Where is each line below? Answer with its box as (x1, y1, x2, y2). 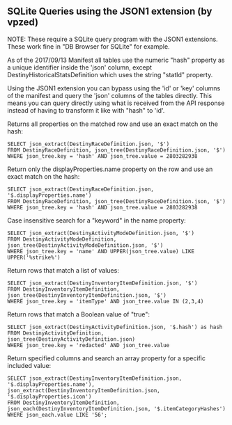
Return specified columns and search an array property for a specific (7, 354, 206, 362)
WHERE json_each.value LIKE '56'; (7, 411, 108, 418)
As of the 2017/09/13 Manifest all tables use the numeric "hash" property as (7, 56, 225, 64)
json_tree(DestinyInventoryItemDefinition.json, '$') (7, 291, 167, 298)
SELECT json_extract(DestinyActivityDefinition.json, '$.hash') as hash (7, 323, 223, 330)
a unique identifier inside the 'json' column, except (7, 63, 152, 72)
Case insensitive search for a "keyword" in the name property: (7, 216, 186, 225)
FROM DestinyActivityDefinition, (7, 330, 105, 337)
